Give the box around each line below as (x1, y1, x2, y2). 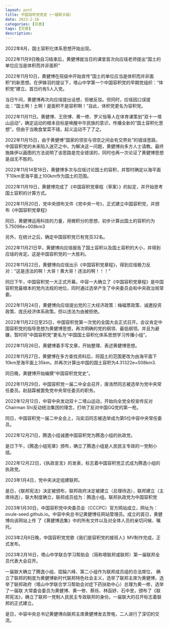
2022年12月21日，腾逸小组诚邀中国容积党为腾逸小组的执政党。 (5, 432, 135, 438)
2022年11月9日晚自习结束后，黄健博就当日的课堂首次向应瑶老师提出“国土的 (5, 56, 161, 62)
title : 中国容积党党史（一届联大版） (5, 12, 74, 17)
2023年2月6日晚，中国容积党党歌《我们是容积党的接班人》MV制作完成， (5, 535, 157, 541)
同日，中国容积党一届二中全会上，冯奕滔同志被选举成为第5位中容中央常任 (5, 415, 158, 421)
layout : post (5, 7, 33, 13)
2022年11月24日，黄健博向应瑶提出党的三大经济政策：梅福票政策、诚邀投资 (5, 302, 162, 308)
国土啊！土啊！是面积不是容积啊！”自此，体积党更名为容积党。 (16, 103, 146, 109)
